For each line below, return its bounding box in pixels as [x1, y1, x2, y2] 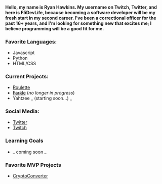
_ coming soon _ [12, 149, 47, 155]
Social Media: [5, 108, 39, 115]
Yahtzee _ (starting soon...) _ [12, 95, 72, 101]
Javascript [12, 50, 35, 56]
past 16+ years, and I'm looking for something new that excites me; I [5, 20, 152, 26]
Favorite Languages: [5, 38, 57, 45]
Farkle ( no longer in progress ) [12, 90, 75, 96]
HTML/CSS [12, 60, 36, 66]
